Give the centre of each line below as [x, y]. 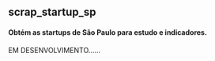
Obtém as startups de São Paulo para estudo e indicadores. [108, 32]
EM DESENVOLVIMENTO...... [55, 50]
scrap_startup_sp [52, 12]
